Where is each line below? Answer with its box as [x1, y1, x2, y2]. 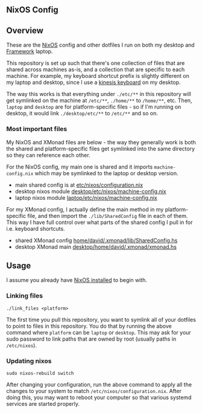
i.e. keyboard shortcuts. [6, 225, 65, 232]
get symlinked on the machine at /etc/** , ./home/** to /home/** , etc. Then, [6, 97, 192, 104]
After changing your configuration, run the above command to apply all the [6, 380, 192, 388]
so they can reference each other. [6, 151, 90, 159]
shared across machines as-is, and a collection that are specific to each [6, 66, 185, 73]
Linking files [6, 292, 43, 300]
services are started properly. [6, 400, 80, 407]
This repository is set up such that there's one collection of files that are [6, 60, 185, 67]
